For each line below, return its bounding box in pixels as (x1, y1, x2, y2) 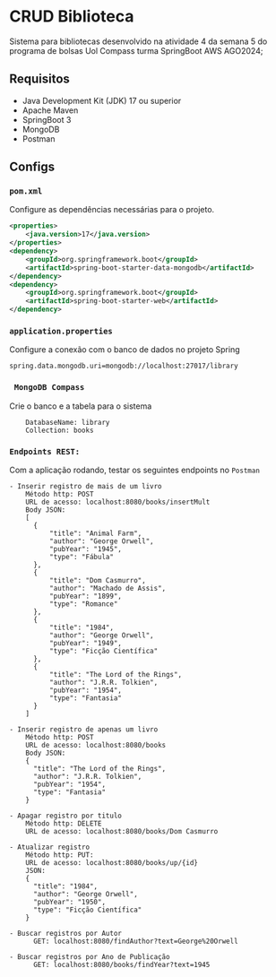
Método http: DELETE (25, 818, 102, 828)
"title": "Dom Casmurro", (48, 575, 146, 584)
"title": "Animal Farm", (48, 529, 142, 538)
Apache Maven (22, 105, 79, 116)
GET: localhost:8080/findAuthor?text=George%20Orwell (32, 937, 239, 946)
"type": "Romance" (48, 599, 118, 609)
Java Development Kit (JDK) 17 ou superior (22, 95, 182, 106)
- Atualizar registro (9, 843, 91, 852)
